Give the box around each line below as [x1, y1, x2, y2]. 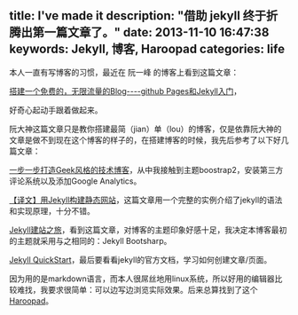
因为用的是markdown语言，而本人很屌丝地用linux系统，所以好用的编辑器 [9, 273, 275, 284]
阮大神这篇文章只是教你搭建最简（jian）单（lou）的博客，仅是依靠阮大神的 [9, 123, 282, 134]
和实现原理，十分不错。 [9, 205, 95, 216]
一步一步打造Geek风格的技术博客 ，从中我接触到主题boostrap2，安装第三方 [9, 164, 284, 175]
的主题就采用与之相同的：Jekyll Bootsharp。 [9, 235, 172, 246]
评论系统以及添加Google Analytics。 [9, 176, 142, 186]
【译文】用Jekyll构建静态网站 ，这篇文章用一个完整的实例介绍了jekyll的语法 [9, 194, 283, 205]
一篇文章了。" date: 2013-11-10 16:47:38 [43, 25, 270, 40]
